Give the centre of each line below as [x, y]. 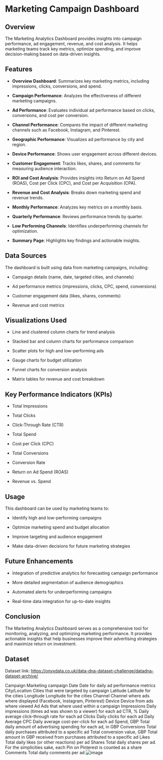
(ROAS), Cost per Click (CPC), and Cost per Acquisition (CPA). [74, 183]
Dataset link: [17, 671]
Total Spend [24, 434]
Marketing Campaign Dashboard [72, 9]
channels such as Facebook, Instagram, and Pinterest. [66, 130]
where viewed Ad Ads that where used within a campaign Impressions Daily [81, 706]
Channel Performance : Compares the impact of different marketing [80, 124]
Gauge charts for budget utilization [47, 360]
